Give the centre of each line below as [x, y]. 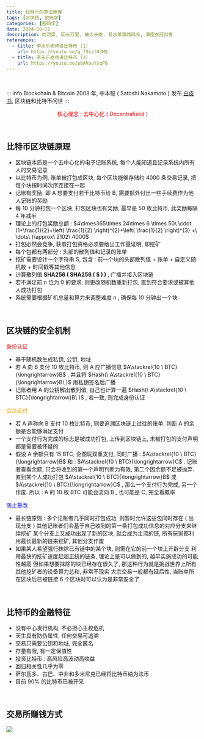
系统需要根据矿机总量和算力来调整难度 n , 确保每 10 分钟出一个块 [97, 297]
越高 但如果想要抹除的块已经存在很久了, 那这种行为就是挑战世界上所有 [108, 564]
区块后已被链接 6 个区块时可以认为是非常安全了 [80, 579]
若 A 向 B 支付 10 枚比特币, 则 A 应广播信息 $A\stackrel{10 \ [89, 367]
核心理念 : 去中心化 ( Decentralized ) [103, 114]
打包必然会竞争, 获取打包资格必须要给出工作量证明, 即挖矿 [88, 244]
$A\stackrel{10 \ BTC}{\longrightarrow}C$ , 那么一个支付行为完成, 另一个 [106, 485]
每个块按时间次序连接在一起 [50, 185]
